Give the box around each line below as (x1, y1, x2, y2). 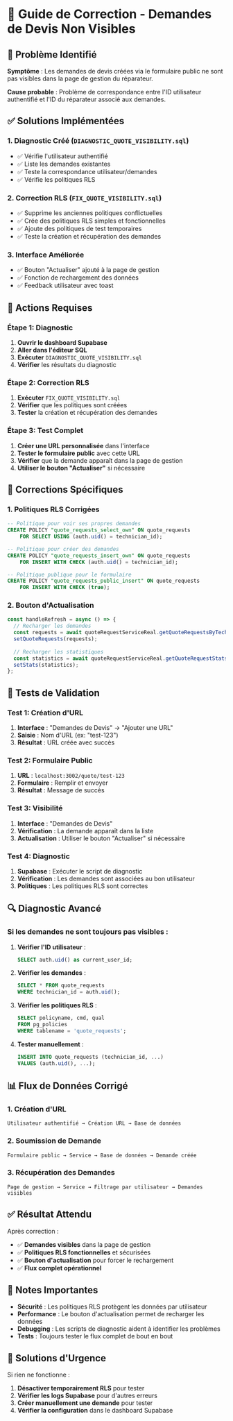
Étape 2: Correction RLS (7, 377, 89, 387)
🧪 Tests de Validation (7, 687, 101, 699)
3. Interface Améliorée (7, 250, 85, 259)
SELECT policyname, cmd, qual (17, 1014, 105, 1022)
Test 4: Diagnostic (7, 851, 71, 861)
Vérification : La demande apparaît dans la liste (17, 826, 154, 835)
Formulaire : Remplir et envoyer (17, 778, 109, 787)
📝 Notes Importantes (7, 1284, 98, 1296)
